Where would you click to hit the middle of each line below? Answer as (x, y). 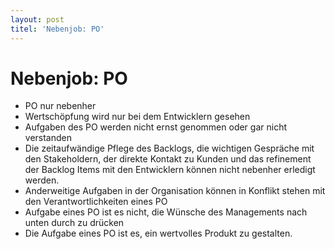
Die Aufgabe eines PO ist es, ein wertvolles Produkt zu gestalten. (158, 233)
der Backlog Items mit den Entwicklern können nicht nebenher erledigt (170, 170)
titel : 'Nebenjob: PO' (57, 29)
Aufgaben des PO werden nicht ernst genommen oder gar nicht (155, 127)
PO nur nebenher (60, 106)
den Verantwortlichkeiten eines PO (96, 202)
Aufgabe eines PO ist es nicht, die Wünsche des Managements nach (166, 212)
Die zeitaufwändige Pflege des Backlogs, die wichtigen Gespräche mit (169, 148)
